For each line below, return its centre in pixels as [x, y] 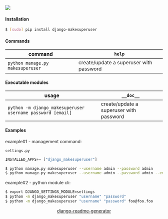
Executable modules [27, 82]
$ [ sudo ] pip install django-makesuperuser [51, 30]
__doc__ [131, 96]
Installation [17, 19]
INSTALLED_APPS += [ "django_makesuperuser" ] [51, 159]
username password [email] [40, 113]
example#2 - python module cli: [38, 183]
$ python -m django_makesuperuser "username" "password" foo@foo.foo [79, 201]
